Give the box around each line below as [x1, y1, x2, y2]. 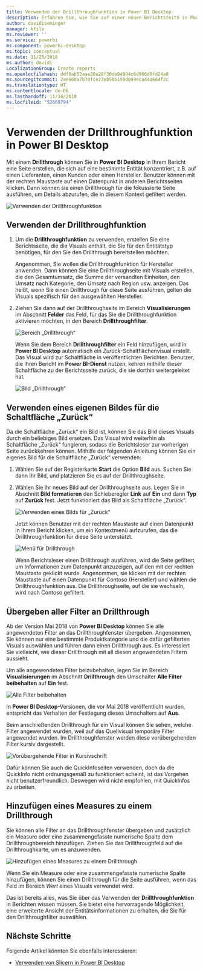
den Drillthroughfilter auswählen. [6, 913, 88, 920]
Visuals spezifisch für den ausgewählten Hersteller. [14, 292, 143, 300]
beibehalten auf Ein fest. [6, 680, 69, 686]
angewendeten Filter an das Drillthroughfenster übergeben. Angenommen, [6, 629, 192, 636]
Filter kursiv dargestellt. [6, 741, 65, 748]
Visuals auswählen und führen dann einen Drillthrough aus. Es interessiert [6, 642, 190, 649]
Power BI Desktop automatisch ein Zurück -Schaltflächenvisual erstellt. [14, 347, 192, 355]
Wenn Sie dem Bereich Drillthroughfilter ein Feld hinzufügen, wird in [14, 341, 187, 348]
